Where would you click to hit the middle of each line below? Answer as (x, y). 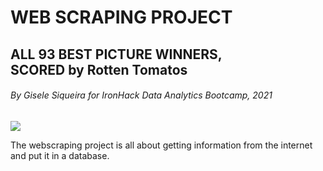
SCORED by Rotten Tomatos (99, 69)
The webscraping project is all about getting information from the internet (161, 145)
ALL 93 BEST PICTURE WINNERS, (116, 54)
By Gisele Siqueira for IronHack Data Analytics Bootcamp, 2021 (141, 95)
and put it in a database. (60, 155)
